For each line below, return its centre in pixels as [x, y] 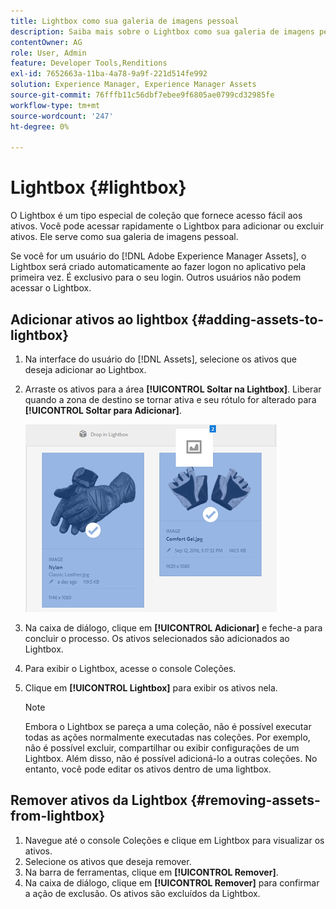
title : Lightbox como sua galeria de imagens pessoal [125, 21]
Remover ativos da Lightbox [99, 800]
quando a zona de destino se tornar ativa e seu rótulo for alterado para [170, 399]
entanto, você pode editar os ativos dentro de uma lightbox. [148, 769]
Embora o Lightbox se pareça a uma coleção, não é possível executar [168, 726]
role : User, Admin [48, 53]
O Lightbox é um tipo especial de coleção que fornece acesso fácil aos [156, 216]
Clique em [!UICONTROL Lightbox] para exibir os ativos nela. [151, 688]
